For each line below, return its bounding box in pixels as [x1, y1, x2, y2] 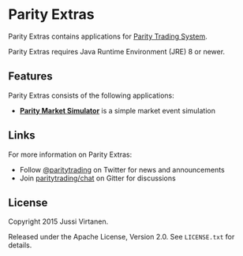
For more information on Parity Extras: [8, 150, 133, 159]
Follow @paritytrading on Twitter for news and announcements [19, 165, 225, 174]
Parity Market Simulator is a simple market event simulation [19, 106, 215, 115]
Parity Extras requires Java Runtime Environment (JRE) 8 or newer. [8, 46, 226, 56]
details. [8, 240, 32, 250]
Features [8, 69, 53, 83]
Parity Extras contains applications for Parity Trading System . [8, 32, 207, 41]
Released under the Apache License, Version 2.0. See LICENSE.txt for [8, 232, 235, 242]
